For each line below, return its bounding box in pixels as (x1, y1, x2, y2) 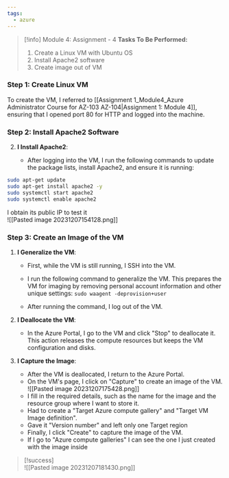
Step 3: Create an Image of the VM (7, 232, 124, 242)
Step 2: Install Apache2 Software (7, 127, 119, 137)
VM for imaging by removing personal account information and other (27, 281, 221, 290)
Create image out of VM (34, 63, 102, 71)
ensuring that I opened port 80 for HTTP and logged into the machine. (7, 110, 205, 118)
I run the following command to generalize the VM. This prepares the (27, 275, 221, 283)
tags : (7, 10, 23, 17)
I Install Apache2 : (16, 143, 69, 151)
